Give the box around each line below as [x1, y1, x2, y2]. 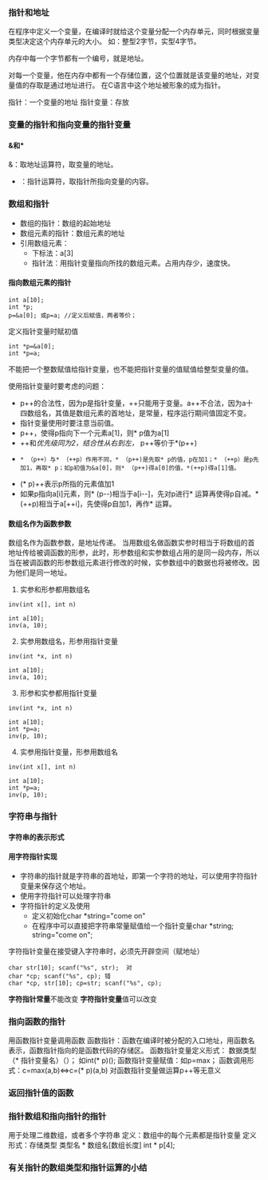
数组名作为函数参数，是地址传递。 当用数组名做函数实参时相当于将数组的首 [8, 538, 255, 548]
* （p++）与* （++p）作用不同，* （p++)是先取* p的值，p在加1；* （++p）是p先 [19, 455, 259, 463]
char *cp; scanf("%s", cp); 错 [8, 972, 112, 980]
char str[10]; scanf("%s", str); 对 [8, 963, 133, 972]
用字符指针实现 [8, 852, 57, 862]
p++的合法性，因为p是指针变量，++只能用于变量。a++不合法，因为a [19, 398, 246, 407]
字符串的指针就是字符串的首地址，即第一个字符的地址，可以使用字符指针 [19, 871, 258, 880]
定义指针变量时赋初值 [8, 326, 78, 336]
